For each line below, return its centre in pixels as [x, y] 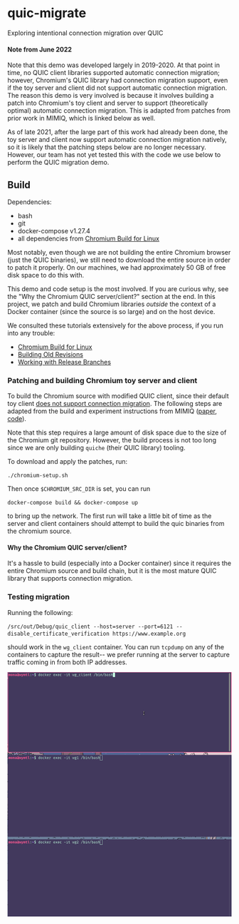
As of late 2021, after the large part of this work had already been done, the [118, 132]
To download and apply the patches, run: [68, 462]
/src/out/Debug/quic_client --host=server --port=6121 [90, 626]
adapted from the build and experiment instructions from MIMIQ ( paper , [112, 411]
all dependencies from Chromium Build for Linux [89, 238]
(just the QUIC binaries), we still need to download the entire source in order [119, 260]
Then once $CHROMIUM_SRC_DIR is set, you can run [79, 489]
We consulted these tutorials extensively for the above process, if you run [116, 325]
